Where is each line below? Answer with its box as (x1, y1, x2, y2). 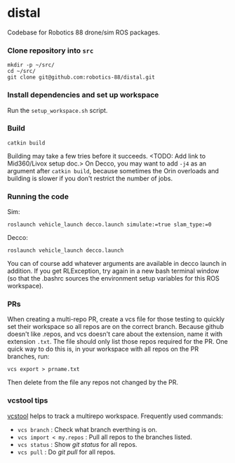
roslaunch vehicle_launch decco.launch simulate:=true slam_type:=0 (7, 221, 212, 229)
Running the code (7, 192, 69, 201)
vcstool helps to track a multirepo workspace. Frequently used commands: (7, 412, 223, 420)
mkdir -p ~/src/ (7, 62, 55, 69)
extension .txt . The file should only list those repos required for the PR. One (7, 337, 228, 346)
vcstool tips (7, 396, 48, 405)
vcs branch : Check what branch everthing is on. (17, 425, 158, 434)
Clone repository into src (7, 46, 94, 55)
